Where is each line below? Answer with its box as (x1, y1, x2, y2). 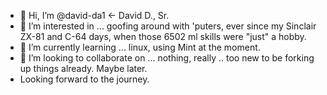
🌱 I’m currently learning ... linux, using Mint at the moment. (19, 41, 261, 53)
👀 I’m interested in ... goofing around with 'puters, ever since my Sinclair (19, 20, 317, 32)
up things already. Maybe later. (19, 63, 148, 74)
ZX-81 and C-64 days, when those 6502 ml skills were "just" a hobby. (19, 31, 307, 42)
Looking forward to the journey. (19, 73, 150, 85)
